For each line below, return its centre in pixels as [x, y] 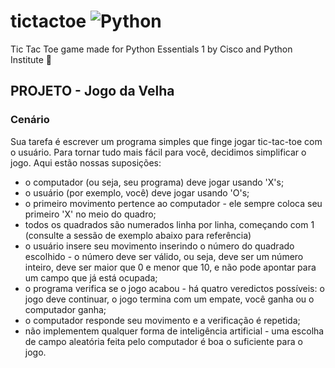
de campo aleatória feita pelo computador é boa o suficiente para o [163, 341]
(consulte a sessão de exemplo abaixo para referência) [138, 235]
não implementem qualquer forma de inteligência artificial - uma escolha [174, 331]
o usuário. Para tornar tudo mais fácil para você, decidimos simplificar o [158, 152]
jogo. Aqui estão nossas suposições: [86, 162]
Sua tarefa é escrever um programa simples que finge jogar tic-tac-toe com [166, 141]
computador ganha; [65, 309]
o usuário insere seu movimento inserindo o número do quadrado [159, 246]
